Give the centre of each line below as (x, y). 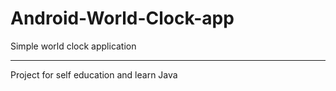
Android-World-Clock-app (122, 18)
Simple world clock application (73, 46)
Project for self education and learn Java (94, 74)
